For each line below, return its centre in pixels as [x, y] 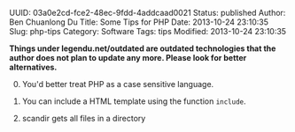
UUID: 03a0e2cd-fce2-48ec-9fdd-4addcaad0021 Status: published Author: [147, 13]
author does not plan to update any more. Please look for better [128, 58]
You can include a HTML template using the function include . [134, 101]
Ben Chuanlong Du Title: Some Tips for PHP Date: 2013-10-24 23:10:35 [139, 22]
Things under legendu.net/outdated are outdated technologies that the [143, 48]
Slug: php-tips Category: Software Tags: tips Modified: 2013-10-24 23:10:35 [147, 31]
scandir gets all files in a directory [84, 118]
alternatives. [33, 67]
